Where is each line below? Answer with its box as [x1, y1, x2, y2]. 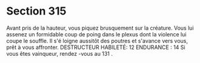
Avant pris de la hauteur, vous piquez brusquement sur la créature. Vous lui [6, 24, 194, 31]
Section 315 [6, 4, 67, 18]
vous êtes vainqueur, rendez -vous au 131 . [6, 50, 113, 57]
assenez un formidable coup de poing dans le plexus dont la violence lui [6, 30, 187, 38]
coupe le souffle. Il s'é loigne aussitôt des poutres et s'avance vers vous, [6, 37, 188, 44]
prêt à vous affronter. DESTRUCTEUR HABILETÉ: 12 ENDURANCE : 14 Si [6, 44, 186, 51]
